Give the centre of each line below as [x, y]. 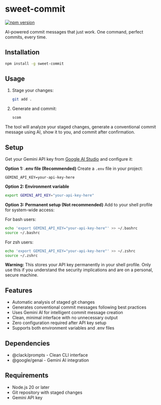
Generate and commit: [34, 109]
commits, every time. [26, 37]
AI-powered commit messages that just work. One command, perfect [74, 32]
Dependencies [27, 343]
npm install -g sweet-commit [34, 64]
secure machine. [22, 275]
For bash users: [21, 219]
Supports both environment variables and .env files [63, 328]
